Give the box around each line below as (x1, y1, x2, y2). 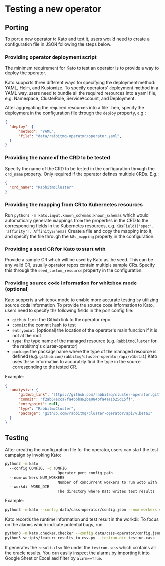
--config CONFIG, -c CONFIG (9, 466, 67, 471)
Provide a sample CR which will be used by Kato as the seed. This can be (5, 257, 154, 263)
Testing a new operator (5, 3, 102, 15)
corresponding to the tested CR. (12, 364, 78, 370)
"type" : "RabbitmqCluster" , (18, 406, 76, 411)
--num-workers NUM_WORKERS (9, 475, 65, 480)
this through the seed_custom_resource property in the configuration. (5, 267, 143, 273)
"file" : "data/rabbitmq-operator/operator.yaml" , (18, 133, 122, 139)
